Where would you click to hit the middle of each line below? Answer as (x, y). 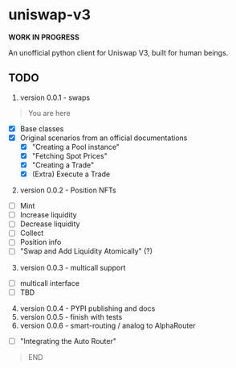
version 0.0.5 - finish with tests (71, 316)
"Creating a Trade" (63, 165)
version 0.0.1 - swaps (55, 97)
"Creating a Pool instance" (76, 147)
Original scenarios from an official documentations (104, 138)
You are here (49, 113)
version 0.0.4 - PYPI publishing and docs (87, 308)
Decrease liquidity (50, 224)
